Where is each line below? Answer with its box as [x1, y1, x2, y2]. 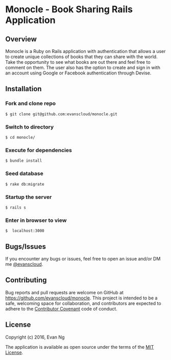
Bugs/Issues [5, 242, 46, 251]
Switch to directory [5, 123, 54, 131]
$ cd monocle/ [5, 135, 36, 140]
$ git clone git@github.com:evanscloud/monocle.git [5, 111, 117, 117]
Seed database [5, 170, 43, 177]
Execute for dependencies [5, 146, 72, 153]
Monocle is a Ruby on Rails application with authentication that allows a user [5, 48, 166, 54]
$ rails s [5, 205, 27, 210]
